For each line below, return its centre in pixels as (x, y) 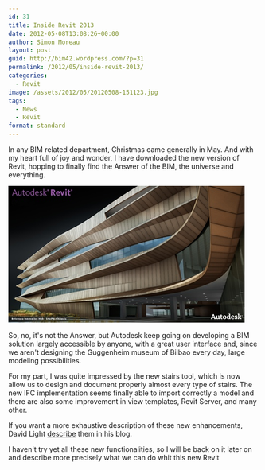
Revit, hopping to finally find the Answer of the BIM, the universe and (121, 166)
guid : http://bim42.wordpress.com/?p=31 (76, 59)
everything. (27, 175)
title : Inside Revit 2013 (51, 25)
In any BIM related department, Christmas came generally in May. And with (131, 150)
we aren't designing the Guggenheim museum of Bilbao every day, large (127, 352)
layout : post (30, 50)
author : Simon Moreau (44, 42)
